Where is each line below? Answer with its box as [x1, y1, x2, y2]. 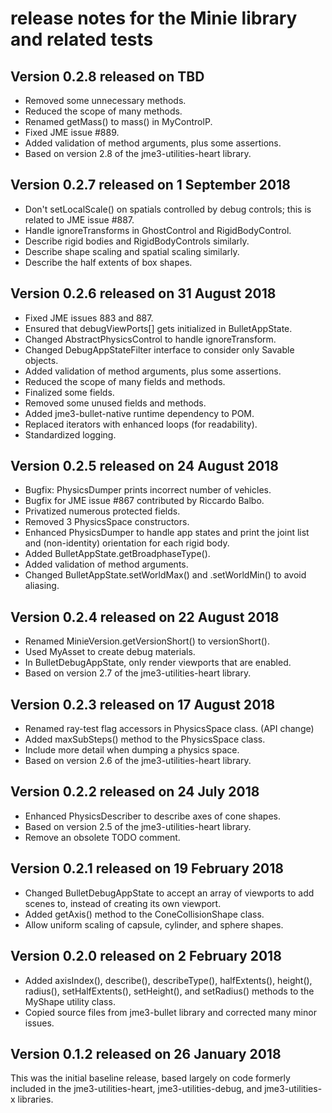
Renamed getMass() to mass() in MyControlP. [24, 116, 213, 127]
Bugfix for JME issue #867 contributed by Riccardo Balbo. [24, 495, 265, 507]
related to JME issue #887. [24, 213, 135, 226]
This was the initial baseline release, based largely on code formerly [10, 1072, 291, 1084]
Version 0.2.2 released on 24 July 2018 [10, 783, 260, 801]
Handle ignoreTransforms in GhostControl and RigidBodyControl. [24, 224, 292, 236]
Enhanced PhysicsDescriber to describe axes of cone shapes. [24, 810, 282, 822]
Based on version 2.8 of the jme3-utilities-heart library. [24, 148, 252, 159]
